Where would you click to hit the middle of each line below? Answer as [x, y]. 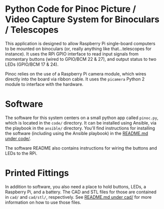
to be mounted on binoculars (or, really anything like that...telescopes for [78, 49]
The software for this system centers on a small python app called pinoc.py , [82, 118]
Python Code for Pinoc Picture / [70, 9]
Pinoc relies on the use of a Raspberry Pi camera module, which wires [76, 74]
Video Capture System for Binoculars [82, 19]
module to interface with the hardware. [44, 84]
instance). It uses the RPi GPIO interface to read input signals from [72, 54]
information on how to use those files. [43, 202]
